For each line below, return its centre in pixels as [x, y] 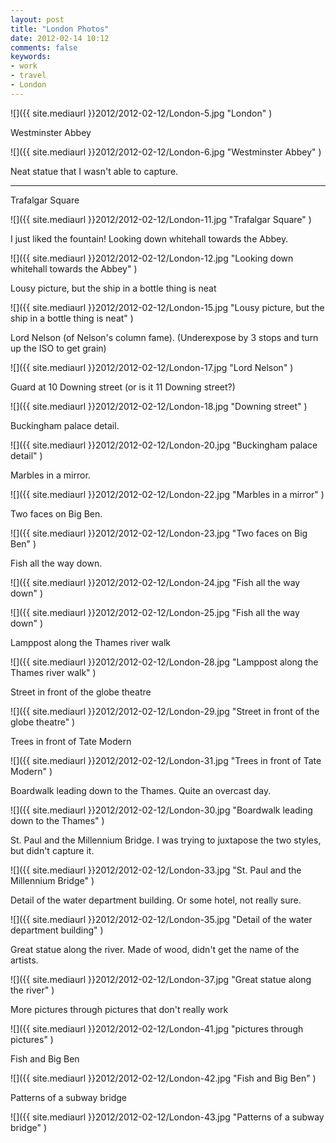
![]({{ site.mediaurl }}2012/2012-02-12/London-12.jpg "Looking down [152, 258]
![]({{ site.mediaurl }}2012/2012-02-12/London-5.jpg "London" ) [141, 113]
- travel [28, 76]
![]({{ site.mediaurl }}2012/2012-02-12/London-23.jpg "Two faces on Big [159, 533]
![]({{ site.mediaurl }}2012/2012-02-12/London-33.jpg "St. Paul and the [156, 870]
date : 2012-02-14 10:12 [60, 38]
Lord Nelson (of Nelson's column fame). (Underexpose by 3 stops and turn [164, 337]
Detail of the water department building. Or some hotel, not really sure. [156, 900]
